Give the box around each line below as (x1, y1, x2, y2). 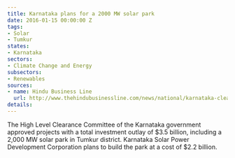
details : (7, 101, 33, 108)
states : (7, 43, 30, 50)
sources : (7, 82, 33, 89)
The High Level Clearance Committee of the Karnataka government (7, 120, 201, 129)
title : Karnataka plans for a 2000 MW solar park (7, 10, 155, 17)
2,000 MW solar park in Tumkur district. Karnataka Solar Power (7, 135, 190, 143)
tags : (7, 23, 23, 30)
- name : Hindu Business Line (7, 88, 92, 95)
